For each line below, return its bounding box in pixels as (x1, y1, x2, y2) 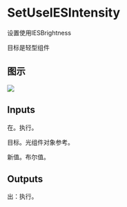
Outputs (7, 173, 43, 185)
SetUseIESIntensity (7, 5, 121, 21)
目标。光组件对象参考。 (7, 138, 74, 146)
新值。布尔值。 (7, 152, 50, 161)
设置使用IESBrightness (7, 28, 71, 37)
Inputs (7, 104, 36, 116)
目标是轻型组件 (7, 43, 50, 51)
